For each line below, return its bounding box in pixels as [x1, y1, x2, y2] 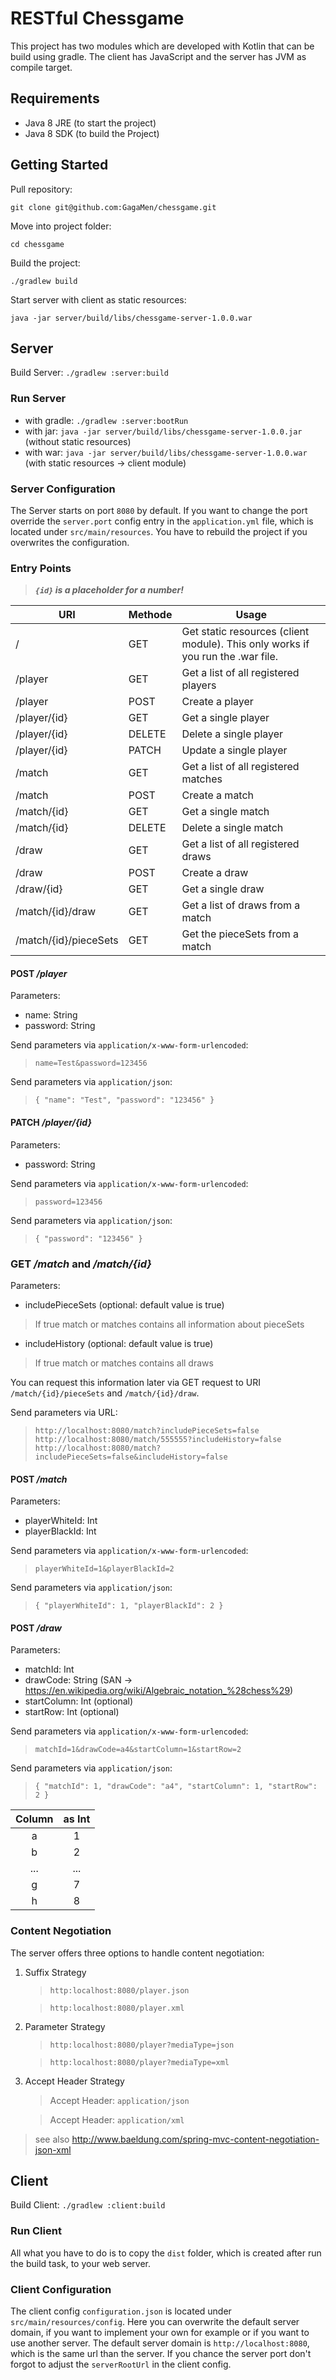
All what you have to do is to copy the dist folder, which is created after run [10, 2247, 322, 2259]
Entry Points [10, 561, 72, 575]
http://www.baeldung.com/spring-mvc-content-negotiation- [71, 2133, 320, 2145]
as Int [63, 1812, 91, 1826]
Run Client [10, 2224, 62, 2238]
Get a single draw [181, 882, 265, 896]
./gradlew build [10, 276, 78, 286]
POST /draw [10, 1622, 62, 1634]
